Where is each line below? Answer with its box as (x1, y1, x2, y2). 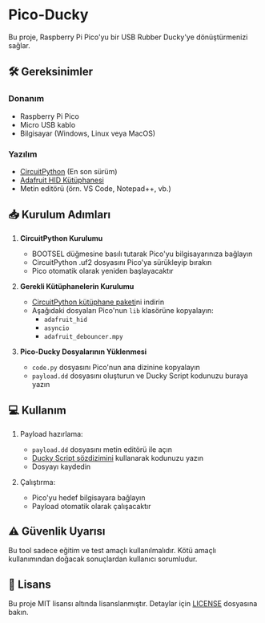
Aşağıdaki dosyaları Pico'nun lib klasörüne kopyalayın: (31, 305, 214, 315)
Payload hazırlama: (19, 429, 83, 438)
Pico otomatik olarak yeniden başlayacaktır (31, 266, 174, 275)
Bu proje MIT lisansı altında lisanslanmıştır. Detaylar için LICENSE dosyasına (8, 599, 258, 609)
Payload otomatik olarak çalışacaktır (31, 501, 151, 511)
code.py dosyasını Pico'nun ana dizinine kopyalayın (31, 362, 200, 372)
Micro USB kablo (19, 120, 76, 129)
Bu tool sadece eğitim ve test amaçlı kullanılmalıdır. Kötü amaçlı (8, 546, 216, 556)
